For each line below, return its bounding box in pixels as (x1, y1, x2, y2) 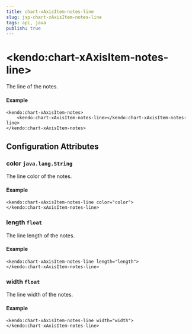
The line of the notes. (6, 83, 58, 90)
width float (6, 277, 40, 285)
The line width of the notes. (6, 291, 73, 298)
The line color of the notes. (6, 173, 72, 180)
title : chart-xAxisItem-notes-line (6, 8, 94, 15)
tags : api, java (6, 20, 46, 26)
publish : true (6, 25, 41, 31)
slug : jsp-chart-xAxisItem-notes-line (6, 14, 102, 20)
